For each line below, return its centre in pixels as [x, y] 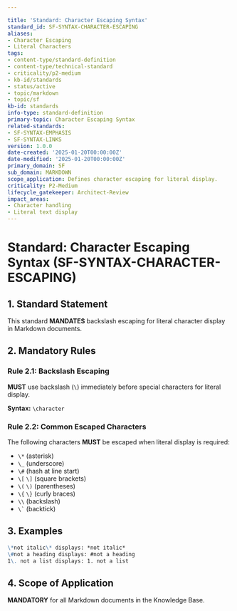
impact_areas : [28, 199]
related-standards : [36, 126]
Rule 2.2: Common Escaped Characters [77, 427]
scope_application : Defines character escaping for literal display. [113, 179]
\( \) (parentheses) [47, 486]
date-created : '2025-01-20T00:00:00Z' [65, 153]
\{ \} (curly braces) [47, 493]
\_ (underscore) [41, 463]
